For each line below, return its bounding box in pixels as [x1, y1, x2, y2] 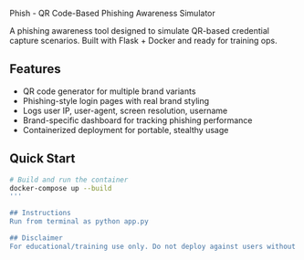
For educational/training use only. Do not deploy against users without [9, 242, 297, 251]
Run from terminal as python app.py [9, 217, 149, 226]
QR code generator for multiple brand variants [22, 86, 196, 97]
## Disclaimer [9, 234, 64, 243]
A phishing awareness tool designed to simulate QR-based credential [9, 26, 269, 36]
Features [9, 61, 61, 77]
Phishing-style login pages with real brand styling [22, 95, 210, 106]
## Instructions [9, 209, 71, 218]
